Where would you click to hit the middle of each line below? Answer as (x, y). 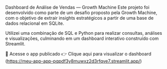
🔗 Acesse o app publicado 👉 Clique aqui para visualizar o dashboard (78, 54)
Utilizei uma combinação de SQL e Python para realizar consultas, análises (84, 33)
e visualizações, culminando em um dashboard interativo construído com (82, 38)
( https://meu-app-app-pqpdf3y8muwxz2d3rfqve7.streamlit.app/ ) (74, 61)
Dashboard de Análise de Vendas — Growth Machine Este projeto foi (77, 7)
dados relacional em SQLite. (35, 23)
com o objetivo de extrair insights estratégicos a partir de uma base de (79, 18)
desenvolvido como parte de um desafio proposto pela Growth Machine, (81, 13)
